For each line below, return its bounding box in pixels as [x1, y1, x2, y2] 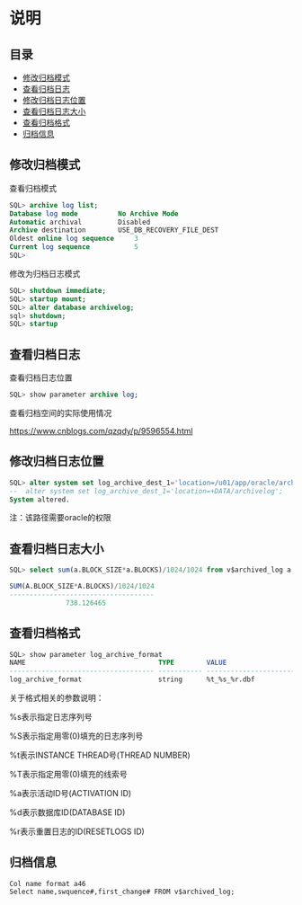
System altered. [9, 495, 70, 504]
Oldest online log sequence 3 [9, 235, 139, 244]
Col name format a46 [9, 879, 87, 888]
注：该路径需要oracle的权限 [9, 512, 112, 523]
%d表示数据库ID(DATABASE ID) [9, 807, 126, 818]
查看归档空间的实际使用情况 [9, 408, 112, 418]
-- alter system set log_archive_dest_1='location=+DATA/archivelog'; [9, 486, 283, 495]
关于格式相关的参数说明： [9, 693, 104, 704]
